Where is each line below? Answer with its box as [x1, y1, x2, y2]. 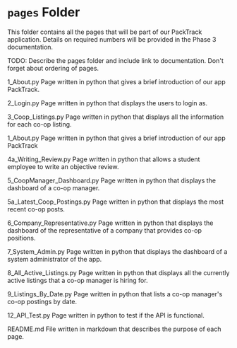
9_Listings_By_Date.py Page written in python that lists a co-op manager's [7, 289, 223, 298]
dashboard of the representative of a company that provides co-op [7, 226, 202, 234]
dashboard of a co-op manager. [7, 183, 100, 192]
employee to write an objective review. [7, 162, 119, 170]
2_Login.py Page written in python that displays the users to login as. [7, 98, 208, 107]
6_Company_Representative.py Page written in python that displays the [7, 219, 214, 227]
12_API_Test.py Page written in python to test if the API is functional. [7, 311, 205, 319]
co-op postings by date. [7, 297, 78, 306]
